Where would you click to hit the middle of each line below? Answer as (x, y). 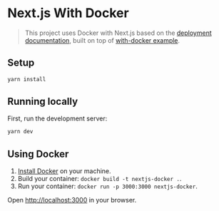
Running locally (43, 102)
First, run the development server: (57, 118)
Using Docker (38, 154)
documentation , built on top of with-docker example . (102, 40)
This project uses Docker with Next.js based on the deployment (118, 33)
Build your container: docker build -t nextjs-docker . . (100, 179)
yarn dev (20, 132)
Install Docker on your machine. (65, 171)
